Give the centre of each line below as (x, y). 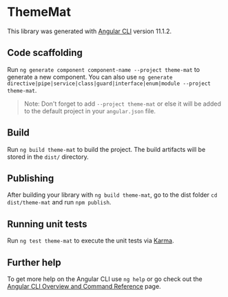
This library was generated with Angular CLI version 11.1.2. (90, 31)
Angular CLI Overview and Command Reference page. (84, 286)
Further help (34, 262)
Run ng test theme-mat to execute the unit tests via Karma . (91, 241)
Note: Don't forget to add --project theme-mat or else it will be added (123, 104)
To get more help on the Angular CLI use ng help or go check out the (105, 279)
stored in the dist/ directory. (48, 157)
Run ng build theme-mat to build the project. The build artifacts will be (106, 149)
